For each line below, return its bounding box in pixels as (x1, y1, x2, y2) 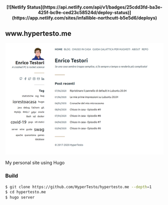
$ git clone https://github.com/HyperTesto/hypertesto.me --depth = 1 (5, 184, 152, 189)
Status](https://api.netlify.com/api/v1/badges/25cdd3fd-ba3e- (27, 4, 162, 10)
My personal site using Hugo (5, 160, 65, 166)
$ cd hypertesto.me (5, 189, 46, 195)
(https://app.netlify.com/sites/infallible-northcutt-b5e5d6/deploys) (12, 15, 157, 21)
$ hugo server (5, 195, 35, 200)
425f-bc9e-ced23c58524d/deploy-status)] (37, 9, 132, 15)
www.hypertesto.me (5, 29, 71, 38)
